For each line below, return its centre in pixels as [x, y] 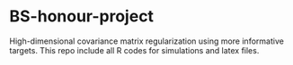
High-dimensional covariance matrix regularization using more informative [147, 41]
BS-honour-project [82, 16]
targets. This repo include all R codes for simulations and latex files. [134, 50]
